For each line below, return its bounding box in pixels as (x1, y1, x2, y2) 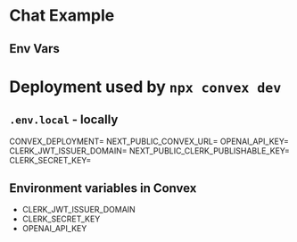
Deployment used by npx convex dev (9, 77, 282, 96)
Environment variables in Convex (9, 180, 197, 196)
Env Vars (9, 41, 60, 56)
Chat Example (9, 5, 115, 26)
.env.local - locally (9, 113, 119, 128)
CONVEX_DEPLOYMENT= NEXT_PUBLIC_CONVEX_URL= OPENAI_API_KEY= (9, 136, 290, 146)
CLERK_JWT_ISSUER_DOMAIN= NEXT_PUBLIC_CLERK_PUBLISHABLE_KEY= (9, 145, 290, 156)
